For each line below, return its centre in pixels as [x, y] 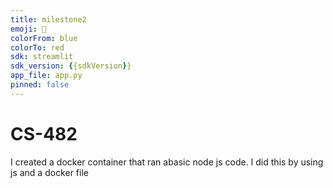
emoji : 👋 [28, 29]
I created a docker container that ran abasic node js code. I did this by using [167, 162]
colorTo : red [37, 47]
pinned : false [40, 85]
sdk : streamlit [42, 57]
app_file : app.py [46, 76]
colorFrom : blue [44, 38]
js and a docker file [49, 172]
